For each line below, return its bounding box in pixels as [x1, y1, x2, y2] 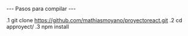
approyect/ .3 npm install [6, 23, 69, 30]
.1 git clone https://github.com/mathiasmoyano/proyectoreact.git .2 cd [6, 17, 182, 23]
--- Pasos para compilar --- [6, 5, 77, 12]
